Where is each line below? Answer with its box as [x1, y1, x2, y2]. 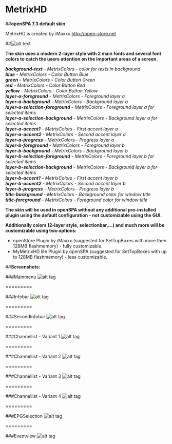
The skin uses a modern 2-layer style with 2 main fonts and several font [5, 50, 162, 56]
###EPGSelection [5, 413, 43, 419]
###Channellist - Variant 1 [5, 333, 61, 339]
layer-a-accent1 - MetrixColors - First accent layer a [5, 126, 118, 132]
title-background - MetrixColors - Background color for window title [5, 191, 151, 197]
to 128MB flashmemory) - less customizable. [12, 254, 108, 260]
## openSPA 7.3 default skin [5, 21, 66, 27]
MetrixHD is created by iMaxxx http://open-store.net [5, 30, 117, 36]
